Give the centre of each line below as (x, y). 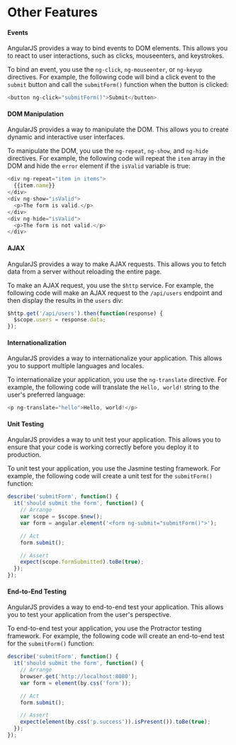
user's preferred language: (46, 395)
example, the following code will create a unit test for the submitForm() (110, 476)
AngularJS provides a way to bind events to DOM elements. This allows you (118, 48)
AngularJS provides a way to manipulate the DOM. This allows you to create (118, 129)
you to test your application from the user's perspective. (89, 615)
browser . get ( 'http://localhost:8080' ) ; (79, 676)
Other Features (52, 12)
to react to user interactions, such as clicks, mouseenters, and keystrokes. (116, 56)
